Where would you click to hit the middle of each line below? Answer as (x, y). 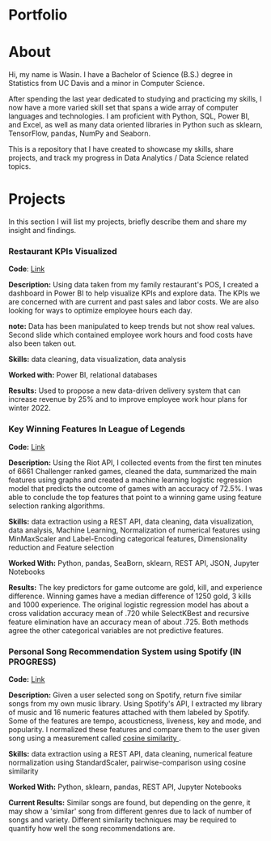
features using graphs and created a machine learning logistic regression (130, 480)
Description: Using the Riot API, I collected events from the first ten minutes (135, 462)
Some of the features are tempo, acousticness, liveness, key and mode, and (135, 721)
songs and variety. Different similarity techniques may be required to (123, 819)
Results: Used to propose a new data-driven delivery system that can (125, 390)
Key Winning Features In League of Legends (97, 429)
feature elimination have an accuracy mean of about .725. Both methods (129, 622)
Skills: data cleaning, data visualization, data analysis (97, 360)
